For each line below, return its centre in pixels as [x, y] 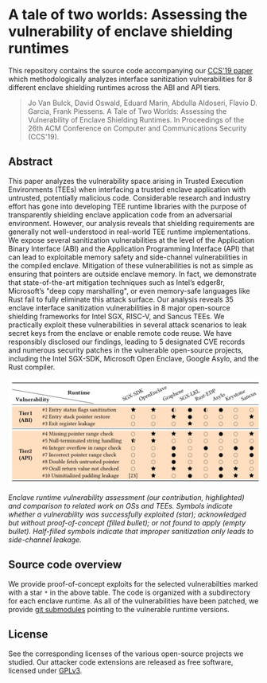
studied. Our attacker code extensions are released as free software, [121, 662]
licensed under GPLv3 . [45, 670]
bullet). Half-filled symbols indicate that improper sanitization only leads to [131, 531]
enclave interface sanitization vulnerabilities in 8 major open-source [119, 307]
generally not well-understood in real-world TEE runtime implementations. [130, 232]
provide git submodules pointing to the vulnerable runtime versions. [119, 609]
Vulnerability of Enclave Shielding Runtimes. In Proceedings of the [136, 119]
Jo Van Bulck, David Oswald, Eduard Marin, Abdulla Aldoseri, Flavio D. [143, 103]
